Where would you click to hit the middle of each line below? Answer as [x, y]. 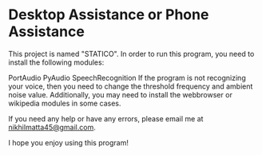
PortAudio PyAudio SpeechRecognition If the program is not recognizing [127, 77]
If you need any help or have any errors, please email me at [106, 118]
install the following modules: [56, 62]
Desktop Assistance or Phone [109, 15]
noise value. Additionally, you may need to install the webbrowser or [121, 94]
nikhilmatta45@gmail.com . [52, 127]
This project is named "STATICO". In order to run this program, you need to [131, 54]
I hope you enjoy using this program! [69, 142]
